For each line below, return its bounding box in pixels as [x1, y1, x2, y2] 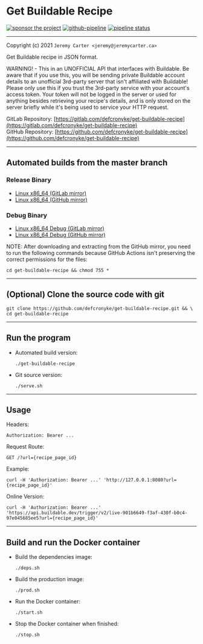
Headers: [6, 421, 29, 428]
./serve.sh [14, 382, 43, 389]
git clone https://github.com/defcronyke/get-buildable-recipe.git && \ [6, 305, 193, 312]
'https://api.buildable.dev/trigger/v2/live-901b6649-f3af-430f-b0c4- [6, 510, 188, 516]
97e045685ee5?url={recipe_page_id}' [6, 515, 98, 521]
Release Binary [6, 176, 51, 184]
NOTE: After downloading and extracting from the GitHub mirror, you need [6, 243, 191, 250]
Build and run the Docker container [6, 537, 141, 547]
